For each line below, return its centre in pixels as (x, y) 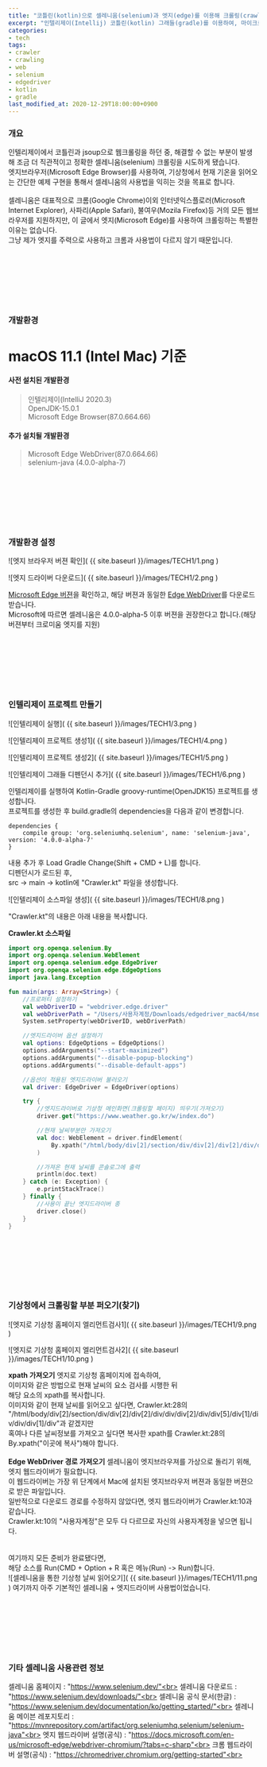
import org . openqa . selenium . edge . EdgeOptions (85, 970)
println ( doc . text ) (67, 1174)
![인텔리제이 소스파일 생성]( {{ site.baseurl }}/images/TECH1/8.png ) (116, 899)
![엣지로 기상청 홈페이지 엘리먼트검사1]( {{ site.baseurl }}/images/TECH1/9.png (132, 1324)
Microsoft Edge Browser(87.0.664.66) (89, 416)
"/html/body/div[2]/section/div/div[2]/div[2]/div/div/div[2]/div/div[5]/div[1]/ (130, 1413)
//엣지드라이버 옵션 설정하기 (62, 1036)
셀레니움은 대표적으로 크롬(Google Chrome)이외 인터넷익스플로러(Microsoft (127, 200)
